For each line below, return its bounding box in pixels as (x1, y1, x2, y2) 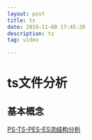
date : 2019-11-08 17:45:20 (7, 23, 86, 30)
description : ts (7, 30, 54, 37)
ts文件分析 (7, 75, 68, 91)
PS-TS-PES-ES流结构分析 (7, 125, 81, 134)
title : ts (7, 17, 36, 24)
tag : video (7, 37, 39, 44)
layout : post (7, 10, 45, 18)
